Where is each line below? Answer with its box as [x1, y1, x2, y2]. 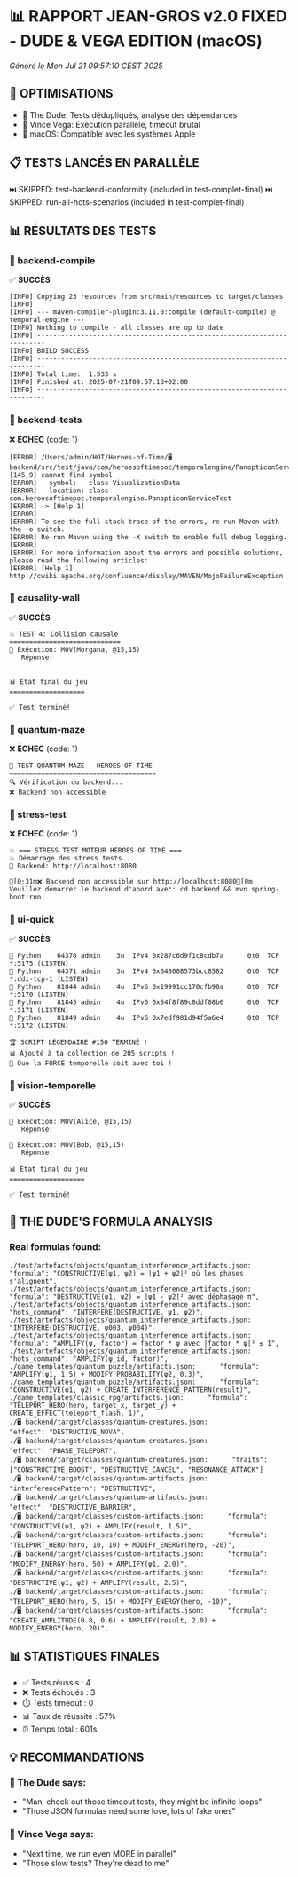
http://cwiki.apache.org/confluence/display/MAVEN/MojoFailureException [9, 571, 284, 580]
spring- [251, 885, 279, 894]
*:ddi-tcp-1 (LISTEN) [9, 974, 90, 984]
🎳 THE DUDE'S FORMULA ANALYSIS [9, 1214, 213, 1229]
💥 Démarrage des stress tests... [9, 854, 135, 863]
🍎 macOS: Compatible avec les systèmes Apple [21, 129, 196, 139]
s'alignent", [9, 1276, 58, 1285]
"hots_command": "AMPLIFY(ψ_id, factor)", [9, 1354, 169, 1363]
